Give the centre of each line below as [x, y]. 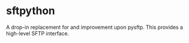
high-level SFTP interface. [38, 33]
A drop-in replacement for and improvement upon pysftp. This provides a [95, 27]
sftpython [31, 11]
